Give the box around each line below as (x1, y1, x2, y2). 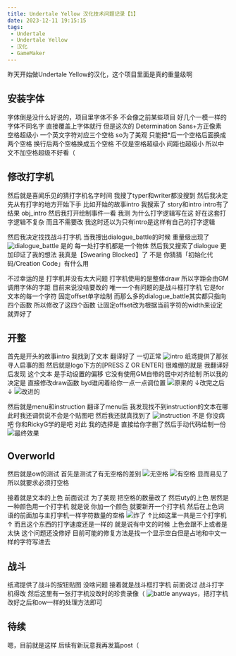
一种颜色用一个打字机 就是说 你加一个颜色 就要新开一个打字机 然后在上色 (7, 503, 218, 511)
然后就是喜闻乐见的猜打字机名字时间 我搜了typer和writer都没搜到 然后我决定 (7, 191, 228, 199)
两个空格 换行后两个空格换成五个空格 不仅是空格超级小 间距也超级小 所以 (7, 139, 218, 148)
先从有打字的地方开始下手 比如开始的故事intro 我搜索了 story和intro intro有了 (7, 199, 229, 209)
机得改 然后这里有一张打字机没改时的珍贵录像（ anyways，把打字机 (7, 589, 229, 597)
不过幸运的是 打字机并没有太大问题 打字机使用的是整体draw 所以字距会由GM (7, 274, 229, 283)
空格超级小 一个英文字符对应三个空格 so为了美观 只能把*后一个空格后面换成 (7, 130, 227, 139)
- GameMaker (10, 50, 46, 57)
